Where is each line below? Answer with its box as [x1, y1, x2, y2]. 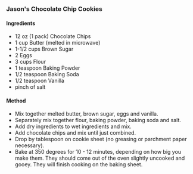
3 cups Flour [14, 58, 46, 66]
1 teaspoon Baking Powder [14, 64, 80, 72]
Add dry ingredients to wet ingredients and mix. [14, 123, 132, 130]
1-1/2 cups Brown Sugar [14, 45, 74, 52]
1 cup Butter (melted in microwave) [14, 39, 101, 46]
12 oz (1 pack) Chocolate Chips [14, 33, 91, 40]
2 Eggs [14, 52, 33, 59]
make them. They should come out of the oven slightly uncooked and [14, 154, 185, 162]
